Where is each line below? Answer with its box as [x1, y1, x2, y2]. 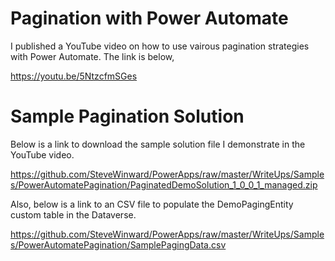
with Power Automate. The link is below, [10, 50, 175, 62]
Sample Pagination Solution [10, 105, 245, 128]
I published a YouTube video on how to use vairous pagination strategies [10, 40, 310, 52]
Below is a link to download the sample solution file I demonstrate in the [10, 138, 306, 150]
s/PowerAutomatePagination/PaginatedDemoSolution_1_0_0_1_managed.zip [10, 178, 318, 191]
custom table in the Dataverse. [10, 208, 137, 221]
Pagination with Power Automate [10, 7, 289, 30]
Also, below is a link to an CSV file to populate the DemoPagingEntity [10, 198, 294, 210]
